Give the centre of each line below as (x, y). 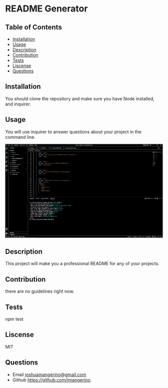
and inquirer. (18, 104)
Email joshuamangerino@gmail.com (49, 375)
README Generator (46, 9)
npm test (14, 319)
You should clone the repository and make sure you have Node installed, (80, 98)
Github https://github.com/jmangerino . (52, 380)
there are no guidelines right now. (40, 291)
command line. (20, 137)
